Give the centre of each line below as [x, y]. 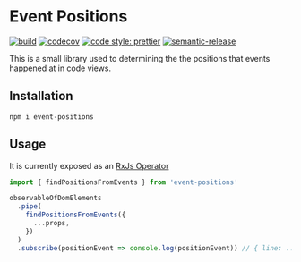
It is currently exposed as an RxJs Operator [89, 165]
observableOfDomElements [56, 199]
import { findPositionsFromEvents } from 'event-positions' [124, 182]
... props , [51, 224]
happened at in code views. [60, 68]
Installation [41, 96]
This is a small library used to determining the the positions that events [140, 58]
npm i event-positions [52, 117]
